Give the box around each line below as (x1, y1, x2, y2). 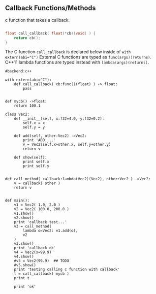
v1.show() (14, 211, 34, 216)
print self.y (23, 163, 50, 169)
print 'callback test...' (14, 220, 67, 225)
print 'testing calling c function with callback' (14, 267, 120, 272)
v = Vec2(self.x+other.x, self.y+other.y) (23, 142, 111, 147)
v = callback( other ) (14, 181, 61, 186)
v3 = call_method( (14, 224, 52, 229)
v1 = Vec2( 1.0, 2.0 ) (14, 202, 61, 207)
